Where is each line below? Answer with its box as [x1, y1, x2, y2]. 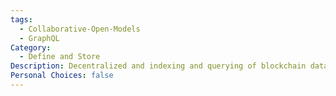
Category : [10, 42, 52, 53]
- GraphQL [19, 33, 60, 43]
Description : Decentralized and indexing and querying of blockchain [10, 61, 307, 71]
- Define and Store [19, 52, 101, 62]
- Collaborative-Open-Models [19, 24, 141, 34]
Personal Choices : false [10, 71, 114, 81]
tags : [10, 14, 33, 25]
